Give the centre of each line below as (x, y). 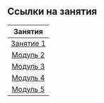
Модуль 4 (28, 78)
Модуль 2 (28, 54)
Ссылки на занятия (52, 12)
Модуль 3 (28, 66)
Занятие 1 (28, 43)
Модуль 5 (28, 89)
